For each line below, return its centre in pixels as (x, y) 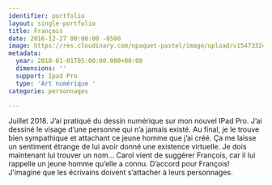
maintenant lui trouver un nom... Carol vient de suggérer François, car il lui (132, 155)
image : (19, 46)
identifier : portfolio (47, 16)
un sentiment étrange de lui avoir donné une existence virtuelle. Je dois (127, 147)
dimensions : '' (41, 69)
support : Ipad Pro (47, 76)
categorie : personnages (49, 91)
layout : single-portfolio (52, 23)
